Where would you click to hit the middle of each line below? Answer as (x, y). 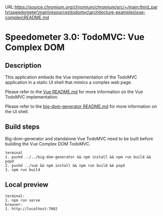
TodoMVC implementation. (32, 97)
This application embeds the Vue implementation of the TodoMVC (71, 77)
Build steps (22, 127)
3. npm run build (23, 170)
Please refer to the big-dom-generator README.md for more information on (81, 106)
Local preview (27, 185)
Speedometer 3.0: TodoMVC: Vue (75, 37)
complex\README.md (27, 17)
